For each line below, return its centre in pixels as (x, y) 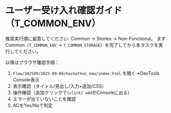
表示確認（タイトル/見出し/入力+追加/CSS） (60, 86)
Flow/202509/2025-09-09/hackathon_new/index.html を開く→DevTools (86, 73)
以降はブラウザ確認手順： (32, 62)
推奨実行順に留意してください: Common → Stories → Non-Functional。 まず (85, 39)
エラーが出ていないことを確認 (44, 99)
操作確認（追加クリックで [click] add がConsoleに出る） (72, 92)
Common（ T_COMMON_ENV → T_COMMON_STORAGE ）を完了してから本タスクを (82, 45)
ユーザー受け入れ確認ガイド (64, 11)
